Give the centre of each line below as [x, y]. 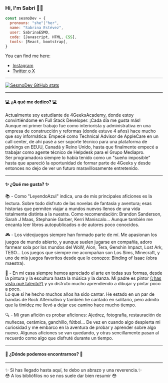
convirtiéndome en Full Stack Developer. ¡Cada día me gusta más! [73, 120]
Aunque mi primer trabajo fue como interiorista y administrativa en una [78, 125]
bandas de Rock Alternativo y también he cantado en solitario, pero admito [82, 299]
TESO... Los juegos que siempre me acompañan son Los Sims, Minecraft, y [82, 252]
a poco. [13, 289]
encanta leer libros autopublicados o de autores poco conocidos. [72, 225]
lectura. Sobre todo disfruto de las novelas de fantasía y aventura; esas [78, 203]
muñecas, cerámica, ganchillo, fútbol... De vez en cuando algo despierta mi [83, 322]
